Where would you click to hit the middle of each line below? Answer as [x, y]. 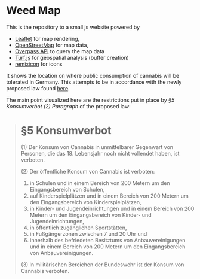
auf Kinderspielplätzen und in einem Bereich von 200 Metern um [109, 196]
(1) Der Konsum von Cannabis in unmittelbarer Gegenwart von [97, 147]
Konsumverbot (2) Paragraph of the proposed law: [68, 106]
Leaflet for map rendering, [47, 38]
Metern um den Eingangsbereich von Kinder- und [90, 215]
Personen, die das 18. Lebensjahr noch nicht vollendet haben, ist [100, 153]
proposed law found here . [38, 88]
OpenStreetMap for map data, [52, 45]
